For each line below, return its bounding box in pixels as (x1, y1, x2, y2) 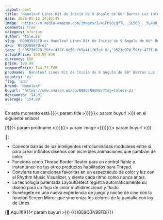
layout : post (5, 7, 32, 12)
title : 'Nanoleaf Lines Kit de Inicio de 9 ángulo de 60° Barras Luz (5, 12, 149, 16)
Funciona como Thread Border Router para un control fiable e (12, 159, 135, 165)
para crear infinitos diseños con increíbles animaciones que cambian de (12, 148, 156, 155)
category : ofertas (5, 29, 42, 34)
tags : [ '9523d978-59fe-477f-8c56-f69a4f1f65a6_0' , (5, 47, 112, 52)
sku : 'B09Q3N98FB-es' (5, 43, 49, 48)
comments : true (5, 25, 36, 30)
